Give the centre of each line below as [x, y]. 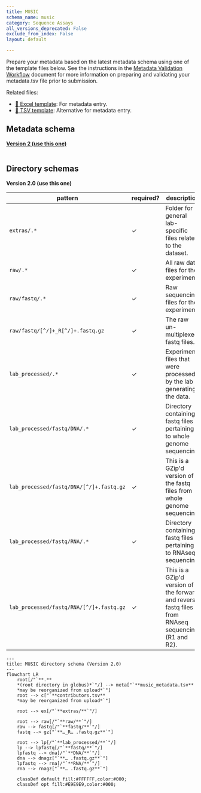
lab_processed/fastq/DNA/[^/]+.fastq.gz [67, 487]
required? [145, 198]
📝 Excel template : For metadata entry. [61, 104]
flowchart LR [22, 674]
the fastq [178, 483]
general [176, 215]
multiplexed [182, 334]
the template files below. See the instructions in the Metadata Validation [95, 68]
